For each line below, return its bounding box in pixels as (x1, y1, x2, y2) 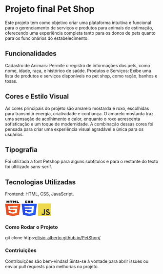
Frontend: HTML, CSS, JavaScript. (5, 191, 74, 197)
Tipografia (5, 146, 38, 154)
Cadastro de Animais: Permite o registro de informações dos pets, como (5, 62, 150, 68)
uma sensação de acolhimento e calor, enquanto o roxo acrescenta (5, 116, 141, 122)
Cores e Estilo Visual (5, 92, 69, 101)
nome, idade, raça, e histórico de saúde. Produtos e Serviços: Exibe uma (5, 68, 151, 74)
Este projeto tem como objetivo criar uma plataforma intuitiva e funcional (5, 20, 151, 25)
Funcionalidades (5, 50, 57, 58)
